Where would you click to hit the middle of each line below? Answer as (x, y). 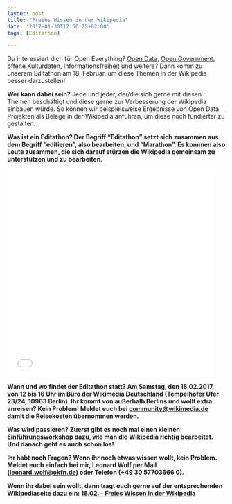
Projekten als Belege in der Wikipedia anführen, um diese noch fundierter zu (116, 116)
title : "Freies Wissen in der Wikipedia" (68, 20)
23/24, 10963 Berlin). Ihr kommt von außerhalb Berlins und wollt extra (110, 401)
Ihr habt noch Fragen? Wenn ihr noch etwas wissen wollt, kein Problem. (112, 458)
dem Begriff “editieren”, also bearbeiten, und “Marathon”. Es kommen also (116, 145)
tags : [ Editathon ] (34, 33)
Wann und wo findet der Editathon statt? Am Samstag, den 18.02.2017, (111, 387)
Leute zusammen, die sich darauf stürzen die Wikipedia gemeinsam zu (111, 152)
